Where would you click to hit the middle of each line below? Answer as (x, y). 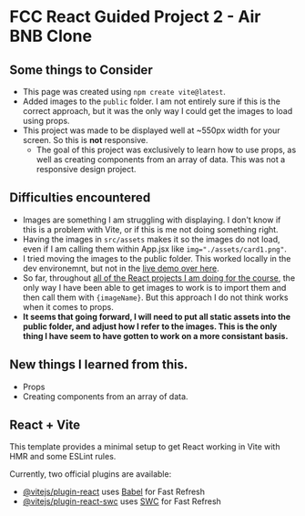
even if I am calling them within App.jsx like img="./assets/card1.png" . (154, 249)
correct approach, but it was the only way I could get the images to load (158, 111)
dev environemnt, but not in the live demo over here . (121, 268)
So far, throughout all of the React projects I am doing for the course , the (159, 278)
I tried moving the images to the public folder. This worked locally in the (157, 258)
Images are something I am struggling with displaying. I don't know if (152, 220)
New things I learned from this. (99, 365)
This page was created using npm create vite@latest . (124, 92)
